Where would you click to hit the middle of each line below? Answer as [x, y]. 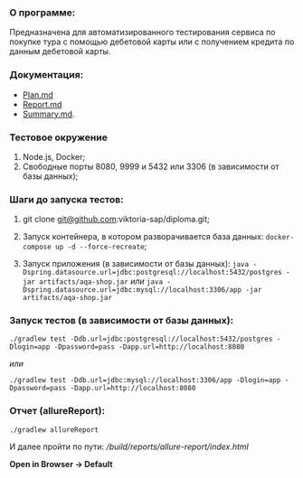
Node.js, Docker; [54, 156]
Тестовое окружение [59, 137]
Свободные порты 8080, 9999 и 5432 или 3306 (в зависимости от [151, 166]
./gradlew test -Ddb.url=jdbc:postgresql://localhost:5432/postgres [141, 339]
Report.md [42, 104]
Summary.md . [48, 114]
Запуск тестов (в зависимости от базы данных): [121, 321]
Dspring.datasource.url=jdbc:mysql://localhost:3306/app [132, 290]
